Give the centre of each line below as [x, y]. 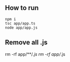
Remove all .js [26, 42]
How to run [22, 8]
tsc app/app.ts [20, 23]
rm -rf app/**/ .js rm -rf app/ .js [35, 54]
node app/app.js [21, 28]
